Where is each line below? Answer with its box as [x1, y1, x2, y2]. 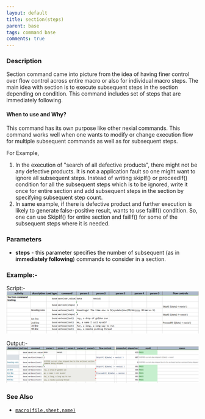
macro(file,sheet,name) [15, 407, 76, 413]
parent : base [6, 23, 40, 29]
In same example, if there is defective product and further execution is [15, 200, 192, 208]
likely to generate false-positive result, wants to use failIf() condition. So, [15, 206, 198, 214]
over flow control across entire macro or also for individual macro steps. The [6, 77, 199, 85]
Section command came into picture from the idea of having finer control [6, 70, 190, 78]
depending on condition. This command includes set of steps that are [6, 90, 181, 97]
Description [6, 57, 42, 66]
